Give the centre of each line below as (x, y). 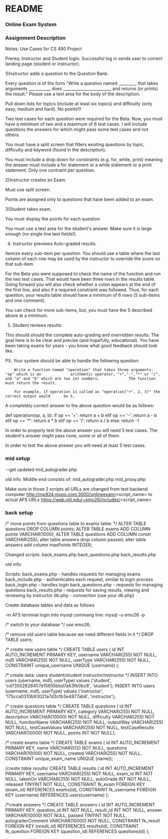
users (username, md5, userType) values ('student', (58, 680)
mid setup (18, 458)
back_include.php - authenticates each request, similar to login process (79, 579)
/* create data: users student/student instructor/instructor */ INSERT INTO (81, 675)
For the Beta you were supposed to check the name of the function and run (83, 274)
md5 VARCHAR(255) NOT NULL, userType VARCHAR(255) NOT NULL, (78, 660)
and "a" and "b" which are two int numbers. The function (80, 379)
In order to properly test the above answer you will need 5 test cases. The (81, 430)
